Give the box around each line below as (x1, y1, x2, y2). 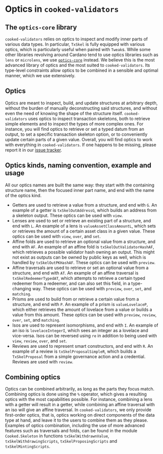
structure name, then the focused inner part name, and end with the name (5, 187, 154, 193)
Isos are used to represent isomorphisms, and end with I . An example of (12, 322, 159, 328)
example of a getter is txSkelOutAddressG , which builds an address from (12, 207, 157, 213)
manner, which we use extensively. (5, 73, 76, 78)
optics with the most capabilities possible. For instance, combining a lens (5, 396, 153, 402)
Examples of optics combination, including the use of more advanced (5, 423, 145, 428)
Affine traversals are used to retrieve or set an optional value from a (12, 265, 149, 271)
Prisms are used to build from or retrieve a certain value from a (12, 296, 140, 302)
